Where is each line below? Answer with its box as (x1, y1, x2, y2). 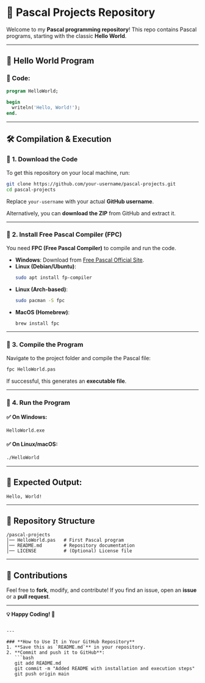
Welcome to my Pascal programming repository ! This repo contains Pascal (6, 26, 197, 33)
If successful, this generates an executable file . (6, 377, 127, 385)
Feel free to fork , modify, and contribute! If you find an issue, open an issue (6, 586, 197, 594)
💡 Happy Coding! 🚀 (6, 611, 56, 618)
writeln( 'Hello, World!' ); (12, 105, 81, 111)
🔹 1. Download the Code (6, 155, 78, 164)
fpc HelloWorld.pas (6, 366, 56, 372)
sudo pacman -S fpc (15, 297, 65, 303)
